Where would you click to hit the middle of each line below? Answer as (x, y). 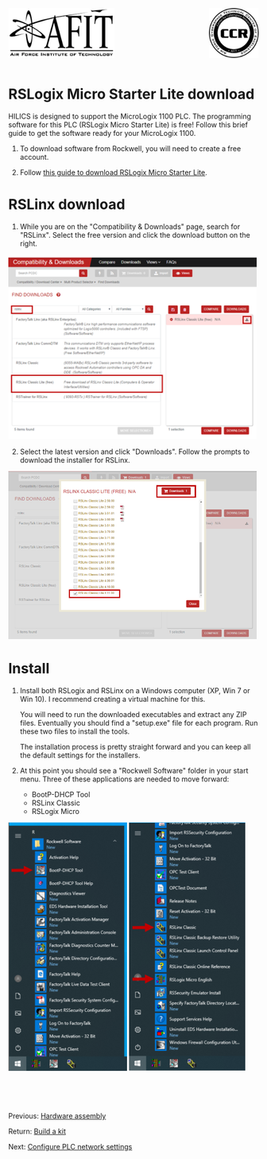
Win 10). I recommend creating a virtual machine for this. (112, 700)
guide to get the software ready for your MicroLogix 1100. (102, 133)
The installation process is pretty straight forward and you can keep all (135, 747)
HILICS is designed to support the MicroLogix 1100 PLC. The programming (130, 116)
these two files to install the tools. (75, 731)
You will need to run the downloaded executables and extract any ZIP (133, 715)
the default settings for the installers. (80, 755)
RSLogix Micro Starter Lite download (132, 94)
